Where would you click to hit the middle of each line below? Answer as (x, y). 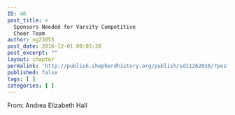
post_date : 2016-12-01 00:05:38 (54, 46)
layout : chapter (31, 60)
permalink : (23, 66)
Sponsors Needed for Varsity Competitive (75, 27)
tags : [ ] (22, 79)
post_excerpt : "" (33, 53)
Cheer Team (29, 33)
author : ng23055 (31, 40)
